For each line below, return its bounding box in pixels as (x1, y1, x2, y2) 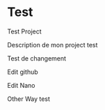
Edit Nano (7, 81, 35, 89)
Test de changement (7, 54, 67, 63)
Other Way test (7, 95, 51, 103)
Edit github (7, 68, 38, 76)
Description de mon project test (7, 40, 98, 49)
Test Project (7, 27, 42, 36)
